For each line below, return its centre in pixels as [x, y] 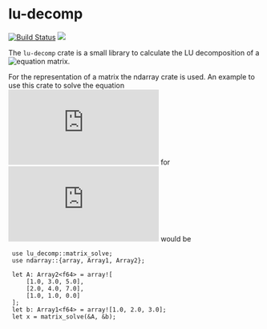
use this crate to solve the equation [67, 85]
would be [176, 238]
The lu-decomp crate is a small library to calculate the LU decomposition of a [134, 52]
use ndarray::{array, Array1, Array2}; [79, 260]
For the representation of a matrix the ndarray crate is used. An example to [131, 76]
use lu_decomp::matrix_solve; [62, 254]
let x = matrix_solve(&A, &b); [64, 317]
